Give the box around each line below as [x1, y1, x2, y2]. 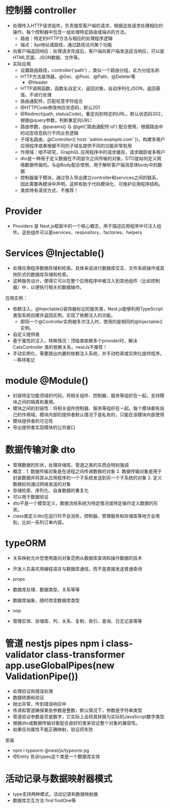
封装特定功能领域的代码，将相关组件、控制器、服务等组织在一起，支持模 [12, 392, 164, 398]
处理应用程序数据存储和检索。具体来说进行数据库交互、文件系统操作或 [12, 265, 160, 271]
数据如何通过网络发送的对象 [12, 481, 71, 487]
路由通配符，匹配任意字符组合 [20, 98, 83, 104]
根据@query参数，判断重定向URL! [20, 117, 92, 123]
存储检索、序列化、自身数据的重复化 [12, 487, 89, 493]
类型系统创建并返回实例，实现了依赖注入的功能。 [12, 312, 116, 318]
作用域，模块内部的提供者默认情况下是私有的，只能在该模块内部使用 [21, 411, 164, 418]
